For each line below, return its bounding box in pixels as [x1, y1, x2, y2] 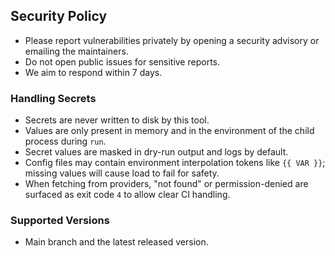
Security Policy [10, 8, 108, 25]
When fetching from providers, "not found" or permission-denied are [24, 178, 309, 190]
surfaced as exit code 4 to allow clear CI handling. [24, 189, 231, 201]
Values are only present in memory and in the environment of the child [24, 125, 315, 137]
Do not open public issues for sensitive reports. [24, 55, 220, 68]
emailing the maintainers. [24, 45, 129, 57]
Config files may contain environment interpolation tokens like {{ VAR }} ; [24, 157, 326, 169]
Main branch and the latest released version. [24, 236, 209, 248]
